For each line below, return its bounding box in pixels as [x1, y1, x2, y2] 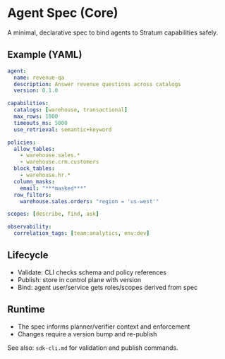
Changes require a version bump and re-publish [17, 329, 157, 338]
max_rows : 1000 [13, 113, 59, 120]
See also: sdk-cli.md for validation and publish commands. [7, 343, 178, 352]
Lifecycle [7, 249, 49, 262]
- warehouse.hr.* [20, 171, 71, 178]
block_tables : [13, 165, 55, 172]
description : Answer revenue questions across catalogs [13, 80, 181, 87]
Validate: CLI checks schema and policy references [17, 268, 167, 276]
